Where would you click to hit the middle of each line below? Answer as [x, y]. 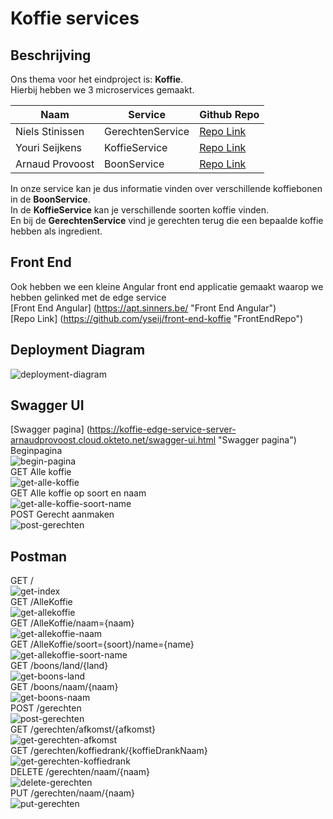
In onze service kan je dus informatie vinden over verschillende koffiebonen [166, 188]
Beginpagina [36, 451]
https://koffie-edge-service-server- [163, 429]
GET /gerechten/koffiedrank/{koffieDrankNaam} [109, 751]
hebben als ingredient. [56, 231]
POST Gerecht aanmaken [62, 514]
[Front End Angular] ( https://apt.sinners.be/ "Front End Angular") [143, 308]
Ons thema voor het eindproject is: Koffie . [97, 79]
